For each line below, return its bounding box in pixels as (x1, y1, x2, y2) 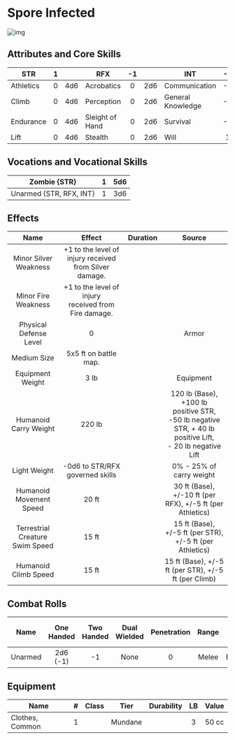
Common (10, 722, 41, 731)
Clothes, (10, 713, 38, 723)
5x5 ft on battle (66, 349, 117, 358)
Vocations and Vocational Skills (7, 156, 148, 168)
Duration (128, 233, 158, 242)
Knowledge (164, 101, 201, 110)
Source (181, 233, 207, 242)
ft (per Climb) (172, 574, 217, 584)
